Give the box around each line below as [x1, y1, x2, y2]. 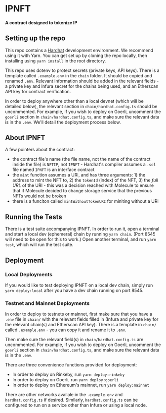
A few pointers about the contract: [5, 147, 75, 153]
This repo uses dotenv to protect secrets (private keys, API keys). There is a [5, 67, 160, 73]
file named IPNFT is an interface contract [12, 167, 95, 173]
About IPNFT [5, 133, 45, 142]
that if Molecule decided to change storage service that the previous [12, 188, 152, 194]
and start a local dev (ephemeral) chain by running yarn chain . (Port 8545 [5, 231, 156, 237]
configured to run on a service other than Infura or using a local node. [5, 402, 147, 408]
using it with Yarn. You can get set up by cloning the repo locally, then [5, 53, 147, 59]
